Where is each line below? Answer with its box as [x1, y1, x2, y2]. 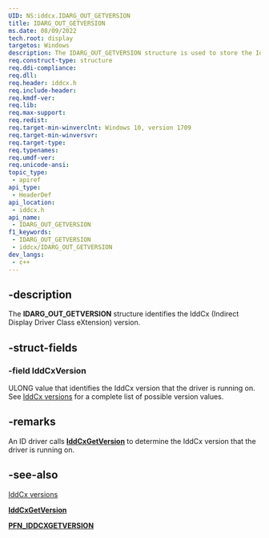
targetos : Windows [8, 42, 70, 50]
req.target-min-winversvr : [8, 131, 98, 139]
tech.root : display [8, 34, 74, 43]
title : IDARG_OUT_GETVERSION [8, 19, 106, 27]
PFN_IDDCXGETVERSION [8, 520, 94, 530]
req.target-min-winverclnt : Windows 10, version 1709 [8, 124, 192, 132]
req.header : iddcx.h [8, 79, 78, 87]
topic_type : [8, 169, 48, 177]
